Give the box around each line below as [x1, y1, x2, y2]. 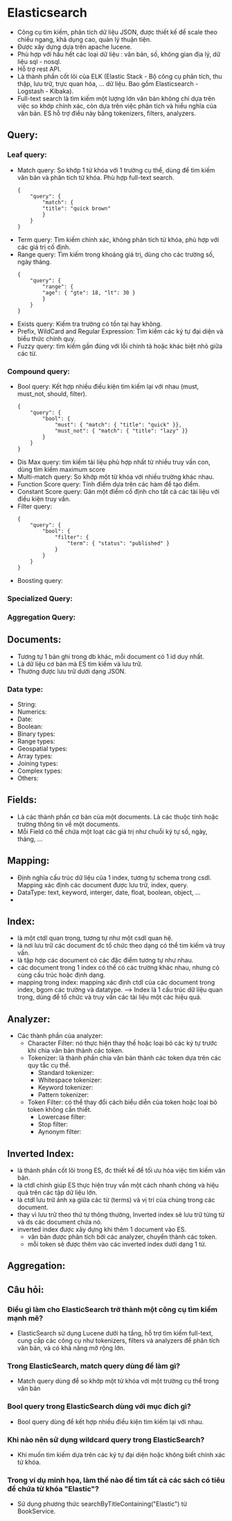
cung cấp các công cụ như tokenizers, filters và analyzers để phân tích [17, 1336, 220, 1345]
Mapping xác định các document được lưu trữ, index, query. [17, 880, 188, 889]
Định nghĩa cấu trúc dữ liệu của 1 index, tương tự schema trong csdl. [17, 873, 212, 882]
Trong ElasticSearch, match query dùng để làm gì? [7, 1360, 181, 1370]
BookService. [17, 1507, 56, 1515]
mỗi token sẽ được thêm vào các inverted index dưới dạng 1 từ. [27, 1240, 206, 1248]
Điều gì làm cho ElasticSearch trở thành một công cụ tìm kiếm [7, 1304, 218, 1314]
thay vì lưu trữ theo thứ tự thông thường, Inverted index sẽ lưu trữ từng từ [17, 1210, 225, 1219]
